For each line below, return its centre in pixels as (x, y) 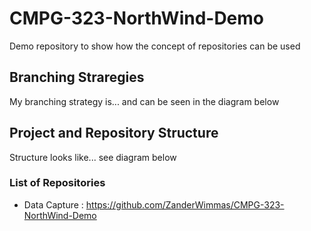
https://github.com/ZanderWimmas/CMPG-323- (185, 204)
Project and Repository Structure (114, 133)
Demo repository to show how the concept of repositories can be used (155, 46)
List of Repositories (57, 183)
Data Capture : (53, 204)
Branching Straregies (77, 77)
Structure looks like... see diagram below (93, 157)
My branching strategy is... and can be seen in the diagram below (144, 101)
